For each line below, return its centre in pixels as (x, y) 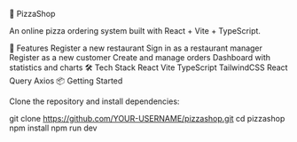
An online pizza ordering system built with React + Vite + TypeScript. (135, 31)
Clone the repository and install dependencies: (94, 101)
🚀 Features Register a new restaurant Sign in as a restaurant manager (136, 48)
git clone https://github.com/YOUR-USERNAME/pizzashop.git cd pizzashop (147, 118)
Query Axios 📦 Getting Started (66, 81)
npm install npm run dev (53, 128)
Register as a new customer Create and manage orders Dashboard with (140, 57)
